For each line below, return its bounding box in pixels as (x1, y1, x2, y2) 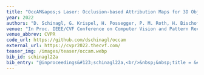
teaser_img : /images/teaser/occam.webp (6, 48, 107, 54)
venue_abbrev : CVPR (6, 31, 56, 37)
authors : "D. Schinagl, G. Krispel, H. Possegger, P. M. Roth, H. (6, 20, 178, 26)
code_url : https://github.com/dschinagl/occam (6, 37, 126, 43)
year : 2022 (6, 15, 34, 21)
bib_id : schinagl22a (6, 54, 59, 60)
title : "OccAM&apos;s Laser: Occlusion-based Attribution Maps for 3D (6, 8, 189, 15)
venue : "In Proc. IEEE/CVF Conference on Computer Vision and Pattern (6, 25, 189, 32)
